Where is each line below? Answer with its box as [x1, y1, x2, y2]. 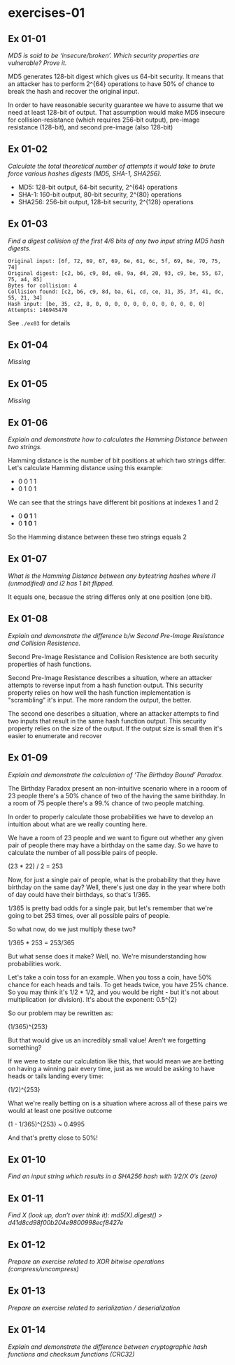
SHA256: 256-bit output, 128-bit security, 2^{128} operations [17, 197, 194, 206]
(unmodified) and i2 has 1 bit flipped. [8, 579, 115, 587]
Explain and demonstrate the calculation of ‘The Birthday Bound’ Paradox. [8, 770, 224, 779]
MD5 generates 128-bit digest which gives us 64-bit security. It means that [8, 72, 224, 80]
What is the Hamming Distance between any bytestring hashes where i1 [8, 572, 216, 580]
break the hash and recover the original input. [8, 87, 139, 95]
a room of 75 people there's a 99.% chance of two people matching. [8, 799, 205, 807]
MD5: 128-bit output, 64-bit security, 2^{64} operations [17, 183, 178, 191]
